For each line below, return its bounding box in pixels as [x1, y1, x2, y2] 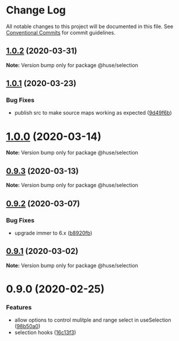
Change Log [6, 4, 66, 17]
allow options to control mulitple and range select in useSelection [14, 316, 171, 323]
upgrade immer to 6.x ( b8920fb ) [14, 229, 93, 236]
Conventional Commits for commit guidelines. [6, 29, 115, 36]
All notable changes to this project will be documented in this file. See [6, 23, 174, 30]
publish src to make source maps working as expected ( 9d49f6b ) [14, 109, 172, 116]
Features [6, 303, 32, 311]
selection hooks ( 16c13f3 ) [14, 329, 76, 336]
